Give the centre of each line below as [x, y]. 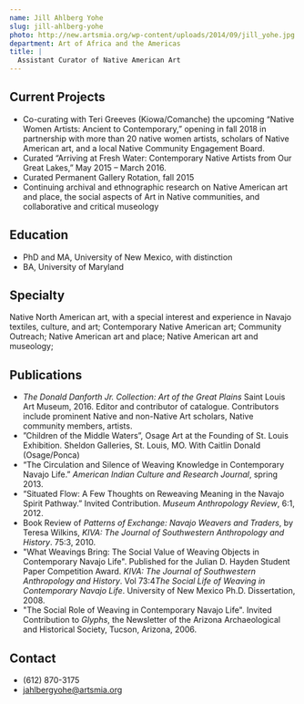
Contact [33, 658]
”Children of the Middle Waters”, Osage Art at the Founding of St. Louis [156, 436]
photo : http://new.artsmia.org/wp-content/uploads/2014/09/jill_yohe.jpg [152, 35]
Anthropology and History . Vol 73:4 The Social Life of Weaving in [144, 581]
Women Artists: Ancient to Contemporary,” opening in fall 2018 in [144, 129]
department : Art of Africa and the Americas [95, 43]
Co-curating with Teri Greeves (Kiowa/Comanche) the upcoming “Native [158, 119]
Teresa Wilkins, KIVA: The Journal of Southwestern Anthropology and [153, 533]
